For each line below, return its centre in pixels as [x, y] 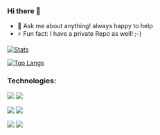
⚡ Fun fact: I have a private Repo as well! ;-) [79, 34]
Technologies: [32, 81]
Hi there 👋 [24, 11]
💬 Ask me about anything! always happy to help [85, 26]
